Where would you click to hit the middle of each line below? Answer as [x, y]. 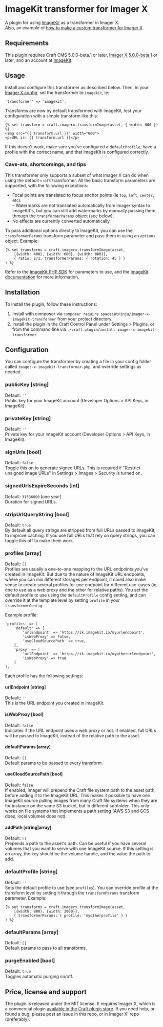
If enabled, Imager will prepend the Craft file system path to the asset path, [81, 790]
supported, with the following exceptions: [47, 185]
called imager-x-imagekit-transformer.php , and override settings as [73, 367]
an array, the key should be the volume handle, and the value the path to [78, 854]
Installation [22, 292]
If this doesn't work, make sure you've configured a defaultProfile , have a [81, 147]
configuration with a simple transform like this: [52, 115]
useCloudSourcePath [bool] [34, 774]
